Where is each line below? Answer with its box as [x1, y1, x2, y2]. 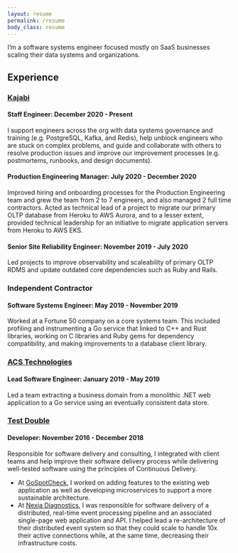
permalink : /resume [7, 17, 65, 24]
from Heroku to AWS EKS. [7, 226, 83, 235]
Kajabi [7, 92, 30, 102]
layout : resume [7, 10, 53, 18]
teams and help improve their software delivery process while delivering [7, 456, 219, 466]
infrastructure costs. [17, 538, 77, 547]
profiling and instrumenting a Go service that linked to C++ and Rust [7, 324, 207, 333]
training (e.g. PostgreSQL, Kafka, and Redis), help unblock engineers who [7, 133, 223, 142]
